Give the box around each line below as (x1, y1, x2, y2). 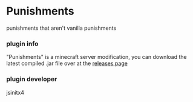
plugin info (6, 39, 39, 48)
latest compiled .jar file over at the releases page (6, 59, 128, 67)
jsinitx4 (6, 89, 25, 96)
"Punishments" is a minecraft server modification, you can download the (6, 53, 187, 61)
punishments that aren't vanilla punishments (6, 24, 117, 32)
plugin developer (6, 75, 57, 83)
